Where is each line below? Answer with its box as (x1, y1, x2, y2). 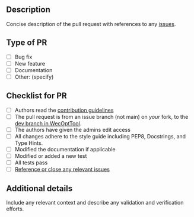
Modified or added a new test (14, 153, 87, 159)
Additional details (6, 183, 73, 193)
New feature (14, 60, 46, 67)
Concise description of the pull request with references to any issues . (6, 20, 176, 27)
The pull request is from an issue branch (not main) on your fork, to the (14, 113, 189, 120)
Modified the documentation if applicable (14, 145, 116, 153)
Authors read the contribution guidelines (14, 106, 114, 114)
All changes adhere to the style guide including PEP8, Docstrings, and (14, 132, 186, 140)
